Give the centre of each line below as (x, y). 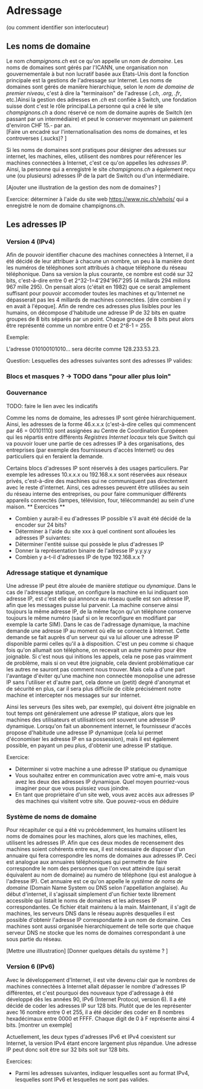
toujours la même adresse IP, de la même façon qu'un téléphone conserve (99, 611)
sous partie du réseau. (34, 939)
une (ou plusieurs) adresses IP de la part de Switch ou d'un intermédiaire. (98, 176)
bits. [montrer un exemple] (39, 1025)
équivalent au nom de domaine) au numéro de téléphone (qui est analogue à (101, 875)
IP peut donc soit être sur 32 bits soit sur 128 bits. (68, 1049)
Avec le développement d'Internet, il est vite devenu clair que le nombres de (101, 980)
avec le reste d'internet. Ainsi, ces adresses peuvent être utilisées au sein (98, 487)
